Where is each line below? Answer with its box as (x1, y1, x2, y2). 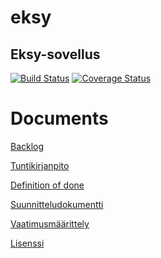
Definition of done (10, 179, 85, 191)
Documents (10, 107, 109, 130)
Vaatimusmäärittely (10, 217, 90, 230)
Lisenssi (10, 237, 45, 249)
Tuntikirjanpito (10, 159, 70, 171)
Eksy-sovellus (10, 46, 101, 63)
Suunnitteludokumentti (10, 198, 104, 210)
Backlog (10, 140, 45, 152)
